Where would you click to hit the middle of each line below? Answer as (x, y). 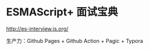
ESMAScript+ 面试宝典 (62, 12)
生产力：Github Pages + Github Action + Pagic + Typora (75, 41)
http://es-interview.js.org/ (37, 29)
